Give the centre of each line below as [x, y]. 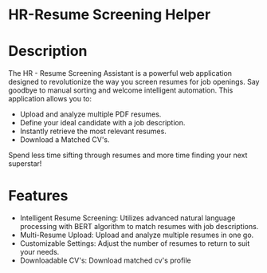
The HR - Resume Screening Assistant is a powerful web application [120, 73]
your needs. [39, 252]
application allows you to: [50, 99]
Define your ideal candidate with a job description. [102, 123]
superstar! [25, 164]
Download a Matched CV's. [65, 140]
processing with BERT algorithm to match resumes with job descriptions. [139, 227]
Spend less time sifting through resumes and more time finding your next [128, 155]
